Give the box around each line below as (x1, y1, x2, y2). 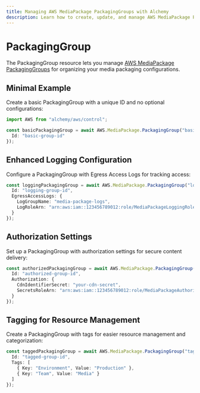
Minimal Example (6, 83, 71, 93)
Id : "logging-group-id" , (11, 188, 73, 194)
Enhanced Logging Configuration (6, 155, 132, 165)
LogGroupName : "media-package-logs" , (17, 199, 111, 205)
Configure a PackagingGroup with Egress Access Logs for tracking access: (6, 171, 191, 178)
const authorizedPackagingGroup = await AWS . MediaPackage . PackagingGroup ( (6, 265, 196, 271)
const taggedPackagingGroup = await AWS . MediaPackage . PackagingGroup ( (6, 348, 185, 354)
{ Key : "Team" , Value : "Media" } (17, 370, 100, 376)
